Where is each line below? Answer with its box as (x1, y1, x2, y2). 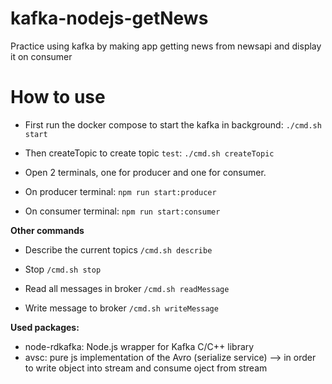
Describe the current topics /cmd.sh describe (24, 243, 213, 256)
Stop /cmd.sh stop (24, 263, 102, 275)
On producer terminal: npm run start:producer (24, 185, 217, 197)
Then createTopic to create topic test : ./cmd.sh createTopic (24, 147, 275, 159)
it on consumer (10, 50, 73, 62)
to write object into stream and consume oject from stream (24, 362, 268, 374)
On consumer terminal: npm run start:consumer (24, 205, 221, 217)
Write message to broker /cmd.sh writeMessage (24, 302, 219, 314)
